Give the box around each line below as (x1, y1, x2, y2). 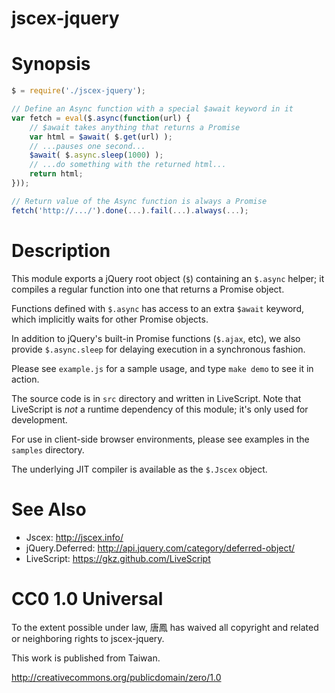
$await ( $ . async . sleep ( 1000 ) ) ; (29, 150, 164, 161)
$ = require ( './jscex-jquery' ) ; (11, 86, 146, 96)
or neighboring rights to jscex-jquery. (11, 633, 165, 645)
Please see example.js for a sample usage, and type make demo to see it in (11, 362, 314, 374)
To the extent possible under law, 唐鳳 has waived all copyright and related (11, 622, 319, 634)
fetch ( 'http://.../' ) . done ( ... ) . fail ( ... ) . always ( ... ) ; (11, 205, 249, 216)
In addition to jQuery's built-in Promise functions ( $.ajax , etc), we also (11, 332, 301, 344)
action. (11, 373, 40, 385)
